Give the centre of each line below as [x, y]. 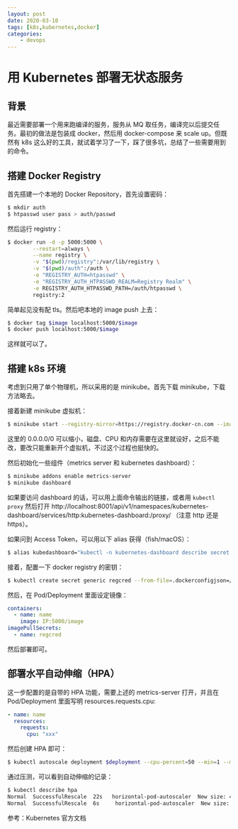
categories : [25, 34]
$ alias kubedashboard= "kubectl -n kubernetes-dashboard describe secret [119, 552]
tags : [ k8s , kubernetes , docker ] [53, 27]
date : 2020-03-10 [33, 21]
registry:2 [49, 295]
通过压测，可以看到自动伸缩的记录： [60, 777]
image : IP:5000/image [52, 622]
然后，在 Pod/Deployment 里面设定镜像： [68, 595]
